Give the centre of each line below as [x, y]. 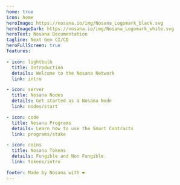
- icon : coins [24, 145]
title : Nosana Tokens [39, 151]
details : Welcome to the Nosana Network [63, 73]
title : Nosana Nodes [37, 95]
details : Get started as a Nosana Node [62, 101]
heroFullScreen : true [34, 46]
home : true [20, 12]
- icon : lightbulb [29, 62]
